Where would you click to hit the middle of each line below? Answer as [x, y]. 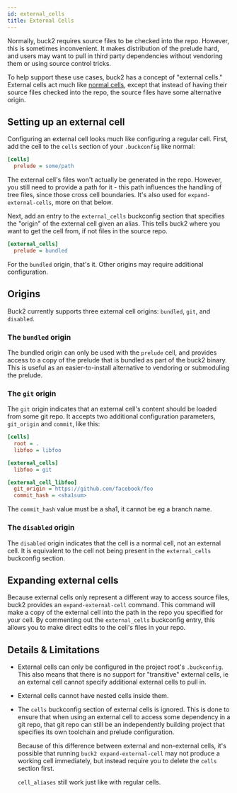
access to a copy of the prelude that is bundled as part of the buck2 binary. [117, 360]
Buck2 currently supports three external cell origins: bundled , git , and [109, 311]
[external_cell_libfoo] [42, 482]
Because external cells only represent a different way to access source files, [118, 597]
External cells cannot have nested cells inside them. [93, 696]
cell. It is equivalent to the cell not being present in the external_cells [109, 550]
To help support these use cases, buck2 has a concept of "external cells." [115, 77]
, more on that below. [82, 202]
